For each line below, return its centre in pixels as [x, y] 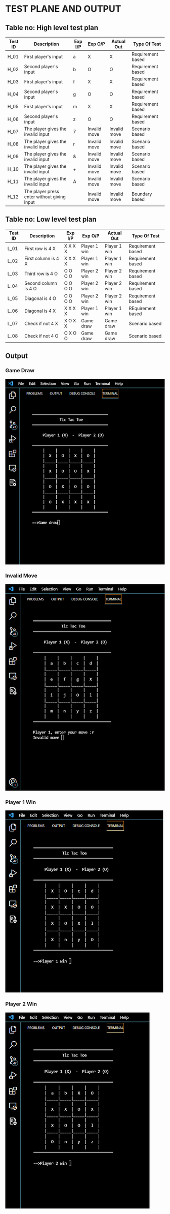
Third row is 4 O [41, 274]
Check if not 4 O [41, 336]
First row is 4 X [40, 249]
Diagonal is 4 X [40, 311]
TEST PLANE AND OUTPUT [63, 9]
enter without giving [45, 197]
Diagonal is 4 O [40, 298]
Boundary [142, 194]
